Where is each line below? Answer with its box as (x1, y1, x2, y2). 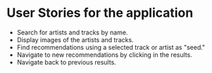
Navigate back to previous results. (16, 58, 117, 66)
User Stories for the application (6, 5, 194, 21)
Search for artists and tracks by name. (16, 28, 128, 36)
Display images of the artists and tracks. (16, 35, 135, 44)
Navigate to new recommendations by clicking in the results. (16, 51, 193, 59)
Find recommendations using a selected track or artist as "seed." (16, 43, 206, 51)
